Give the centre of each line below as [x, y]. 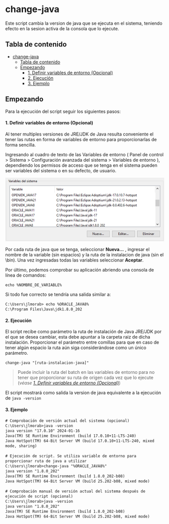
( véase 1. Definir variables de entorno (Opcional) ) [69, 383]
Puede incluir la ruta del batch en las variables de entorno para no [86, 372]
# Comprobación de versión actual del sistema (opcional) [67, 421]
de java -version [23, 398]
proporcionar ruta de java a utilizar [46, 461]
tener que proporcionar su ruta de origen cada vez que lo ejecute [86, 378]
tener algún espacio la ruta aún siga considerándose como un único [76, 348]
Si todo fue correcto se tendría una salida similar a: [58, 294]
